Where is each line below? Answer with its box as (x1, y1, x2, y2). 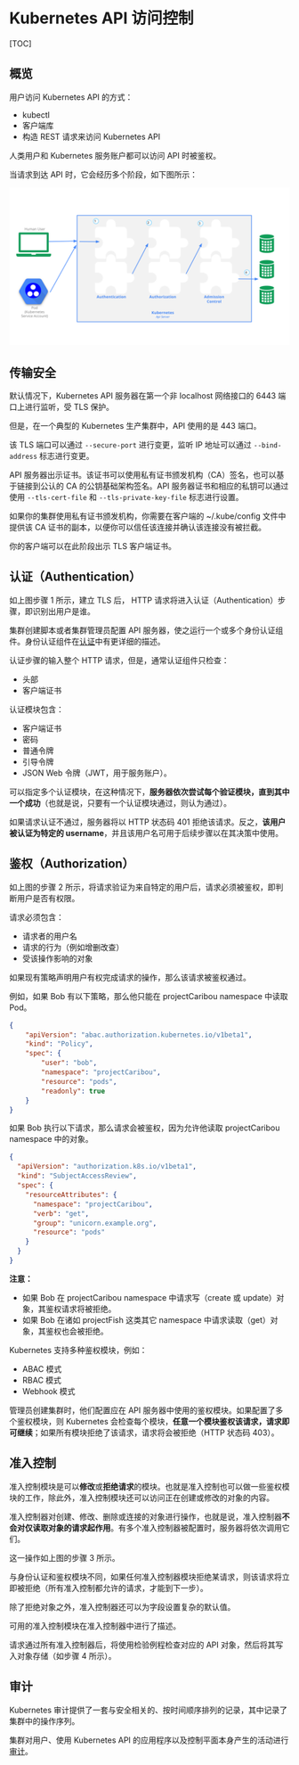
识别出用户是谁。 (32, 605, 95, 616)
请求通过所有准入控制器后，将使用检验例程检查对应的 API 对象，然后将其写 (9, 1639, 284, 1650)
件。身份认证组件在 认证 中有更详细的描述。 (9, 636, 166, 646)
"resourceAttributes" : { (25, 1190, 117, 1199)
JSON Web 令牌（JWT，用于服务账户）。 (21, 768, 172, 778)
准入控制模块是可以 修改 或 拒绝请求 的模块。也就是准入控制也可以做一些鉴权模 (9, 1481, 290, 1491)
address (9, 452, 38, 462)
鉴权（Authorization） (9, 857, 135, 872)
